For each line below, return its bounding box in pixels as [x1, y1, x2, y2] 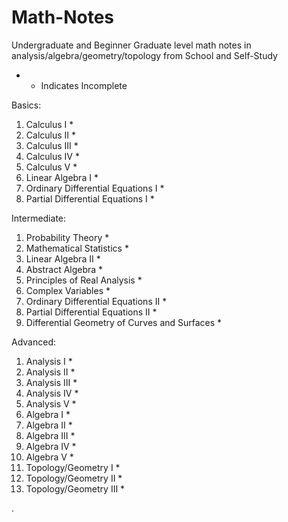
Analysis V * [25, 397, 77, 410]
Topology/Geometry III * [25, 482, 126, 495]
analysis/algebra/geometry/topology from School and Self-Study [11, 49, 278, 61]
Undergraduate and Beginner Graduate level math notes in [11, 39, 252, 51]
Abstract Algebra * [25, 263, 104, 275]
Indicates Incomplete [40, 79, 128, 91]
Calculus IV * [25, 150, 80, 162]
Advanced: [11, 336, 56, 348]
